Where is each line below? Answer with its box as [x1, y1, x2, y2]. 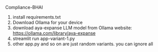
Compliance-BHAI [5, 5, 43, 10]
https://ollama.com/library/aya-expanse [12, 30, 96, 36]
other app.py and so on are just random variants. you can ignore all [12, 41, 153, 47]
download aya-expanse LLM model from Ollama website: [12, 25, 132, 31]
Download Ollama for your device [12, 20, 83, 25]
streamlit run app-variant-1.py [12, 35, 75, 41]
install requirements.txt [12, 14, 61, 20]
